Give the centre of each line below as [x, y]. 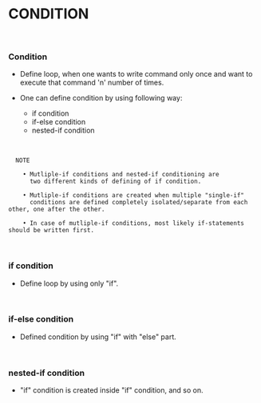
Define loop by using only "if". [69, 283]
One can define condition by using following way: [101, 98]
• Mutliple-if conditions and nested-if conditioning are [121, 175]
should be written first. [51, 231]
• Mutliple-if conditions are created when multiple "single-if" [134, 196]
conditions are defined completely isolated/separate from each [138, 203]
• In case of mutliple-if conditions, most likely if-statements [134, 223]
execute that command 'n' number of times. [92, 83]
